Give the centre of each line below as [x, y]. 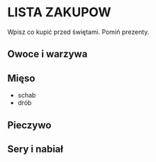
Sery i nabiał [35, 149]
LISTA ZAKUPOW [59, 12]
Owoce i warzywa [48, 54]
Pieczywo [29, 125]
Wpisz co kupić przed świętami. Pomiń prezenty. [78, 32]
